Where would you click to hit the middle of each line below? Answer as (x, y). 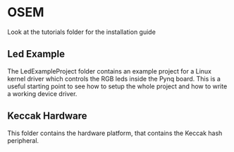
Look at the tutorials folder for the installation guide (82, 32)
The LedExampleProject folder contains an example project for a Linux (109, 71)
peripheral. (23, 140)
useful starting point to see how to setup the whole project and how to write (117, 86)
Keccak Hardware (47, 116)
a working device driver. (42, 93)
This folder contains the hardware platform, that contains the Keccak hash (115, 133)
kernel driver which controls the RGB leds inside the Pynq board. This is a (114, 78)
